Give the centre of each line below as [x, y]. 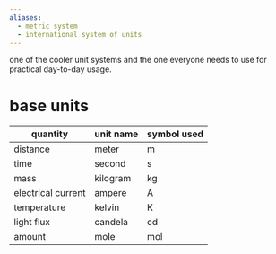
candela [111, 223]
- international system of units [80, 34]
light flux [32, 223]
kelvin [107, 207]
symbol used [175, 134]
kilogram [113, 179]
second [110, 164]
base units [49, 105]
